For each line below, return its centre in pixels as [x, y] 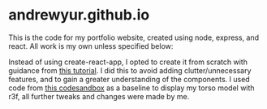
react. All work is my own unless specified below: [91, 46]
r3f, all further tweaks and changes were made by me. [99, 96]
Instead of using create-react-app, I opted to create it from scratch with [128, 62]
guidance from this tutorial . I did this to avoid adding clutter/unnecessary [130, 70]
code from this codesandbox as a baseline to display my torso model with [131, 88]
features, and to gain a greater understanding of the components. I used [129, 79]
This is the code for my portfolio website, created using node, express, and [134, 37]
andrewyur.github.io [79, 15]
